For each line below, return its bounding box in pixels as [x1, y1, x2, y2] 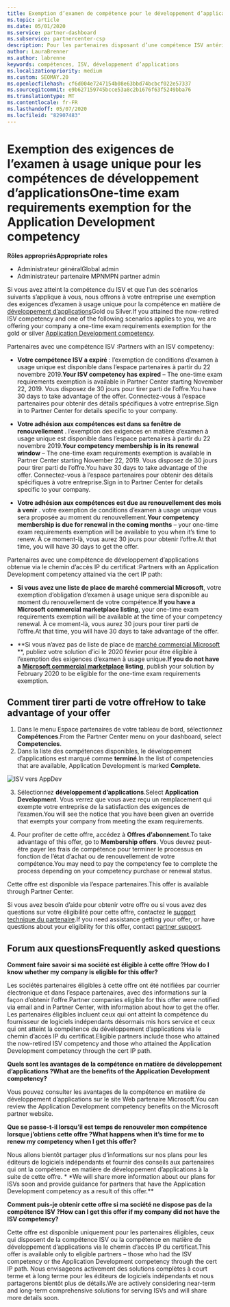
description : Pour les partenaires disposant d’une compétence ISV [7, 42, 204, 49]
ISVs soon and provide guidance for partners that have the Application [7, 1180, 205, 1188]
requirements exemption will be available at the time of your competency [16, 612, 222, 621]
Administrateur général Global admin [16, 264, 119, 273]
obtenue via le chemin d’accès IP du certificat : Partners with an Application [7, 562, 219, 571]
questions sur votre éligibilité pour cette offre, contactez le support [7, 908, 196, 917]
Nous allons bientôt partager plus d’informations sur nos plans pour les [7, 1151, 207, 1159]
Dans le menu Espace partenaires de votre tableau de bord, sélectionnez [16, 725, 223, 734]
